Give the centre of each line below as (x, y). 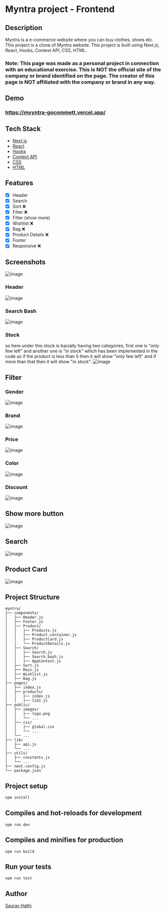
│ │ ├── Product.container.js (41, 635)
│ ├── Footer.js (24, 622)
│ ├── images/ (22, 709)
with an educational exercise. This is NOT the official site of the (83, 70)
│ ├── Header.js (24, 617)
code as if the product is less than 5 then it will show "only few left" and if (81, 356)
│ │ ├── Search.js (29, 652)
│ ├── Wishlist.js (27, 674)
